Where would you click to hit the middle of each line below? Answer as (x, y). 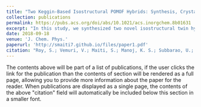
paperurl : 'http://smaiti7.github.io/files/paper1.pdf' (77, 45)
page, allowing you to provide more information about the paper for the (94, 80)
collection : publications (38, 17)
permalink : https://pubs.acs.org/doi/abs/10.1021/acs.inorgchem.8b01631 (99, 23)
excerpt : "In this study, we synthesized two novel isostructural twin (97, 28)
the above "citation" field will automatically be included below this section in (100, 92)
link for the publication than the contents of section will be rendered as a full (100, 73)
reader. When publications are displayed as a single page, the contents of (97, 86)
